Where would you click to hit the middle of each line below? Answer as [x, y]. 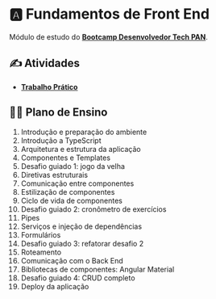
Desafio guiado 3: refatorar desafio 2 [82, 243]
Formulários [41, 234]
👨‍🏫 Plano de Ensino [58, 113]
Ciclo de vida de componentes [72, 200]
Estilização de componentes [68, 192]
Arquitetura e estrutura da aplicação [81, 149]
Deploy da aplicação [55, 286]
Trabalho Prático [49, 86]
